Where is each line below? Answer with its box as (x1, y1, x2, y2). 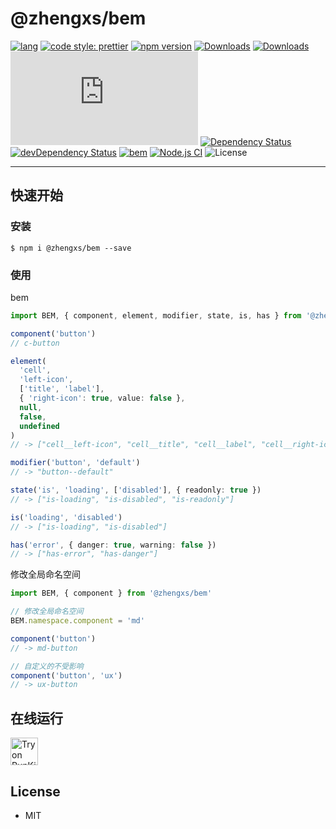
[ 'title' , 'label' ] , (19, 384, 105, 394)
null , (19, 402, 43, 412)
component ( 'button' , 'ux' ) (10, 670, 123, 681)
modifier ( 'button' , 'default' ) (10, 458, 141, 468)
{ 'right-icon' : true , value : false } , (19, 393, 186, 404)
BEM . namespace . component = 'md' (10, 616, 145, 626)
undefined (19, 421, 60, 431)
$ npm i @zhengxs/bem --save (10, 243, 132, 253)
